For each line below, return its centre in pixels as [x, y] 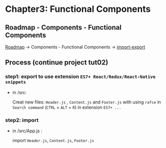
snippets [16, 82]
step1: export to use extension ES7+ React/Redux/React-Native [81, 77]
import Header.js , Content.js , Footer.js [53, 140]
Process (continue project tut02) [57, 63]
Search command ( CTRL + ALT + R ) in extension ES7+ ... [67, 107]
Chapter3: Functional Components [78, 9]
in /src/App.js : [27, 131]
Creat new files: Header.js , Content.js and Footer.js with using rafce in [86, 102]
